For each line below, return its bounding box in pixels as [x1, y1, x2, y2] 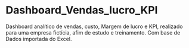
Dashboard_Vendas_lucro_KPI [5, 4, 158, 17]
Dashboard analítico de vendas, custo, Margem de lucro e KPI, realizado [5, 23, 183, 30]
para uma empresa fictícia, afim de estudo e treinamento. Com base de [5, 29, 181, 36]
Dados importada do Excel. [5, 35, 72, 42]
